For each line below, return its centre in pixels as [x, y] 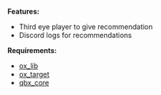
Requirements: [32, 50]
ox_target [34, 74]
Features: [24, 11]
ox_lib [28, 66]
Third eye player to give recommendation [86, 27]
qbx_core [34, 83]
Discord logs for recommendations [75, 35]
